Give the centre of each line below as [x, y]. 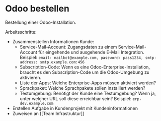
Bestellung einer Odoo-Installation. [41, 22]
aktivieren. [31, 77]
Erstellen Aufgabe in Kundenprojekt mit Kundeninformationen [75, 108]
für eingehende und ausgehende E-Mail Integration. [91, 52]
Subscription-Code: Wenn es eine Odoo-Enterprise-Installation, [85, 67]
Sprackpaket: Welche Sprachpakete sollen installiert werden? [82, 88]
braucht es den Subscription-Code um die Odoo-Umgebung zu [84, 72]
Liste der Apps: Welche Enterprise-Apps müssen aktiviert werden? [88, 83]
